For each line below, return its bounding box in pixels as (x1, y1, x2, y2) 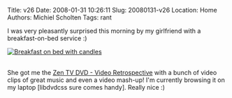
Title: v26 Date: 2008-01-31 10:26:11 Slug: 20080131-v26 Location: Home (7, 6, 218, 14)
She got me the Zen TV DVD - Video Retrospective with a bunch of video (7, 69, 217, 76)
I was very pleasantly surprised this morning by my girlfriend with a (7, 27, 201, 35)
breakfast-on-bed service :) (7, 34, 87, 42)
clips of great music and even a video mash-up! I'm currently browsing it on (7, 76, 226, 84)
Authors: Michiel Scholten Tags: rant (7, 13, 112, 22)
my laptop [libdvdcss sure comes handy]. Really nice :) (7, 83, 166, 91)
